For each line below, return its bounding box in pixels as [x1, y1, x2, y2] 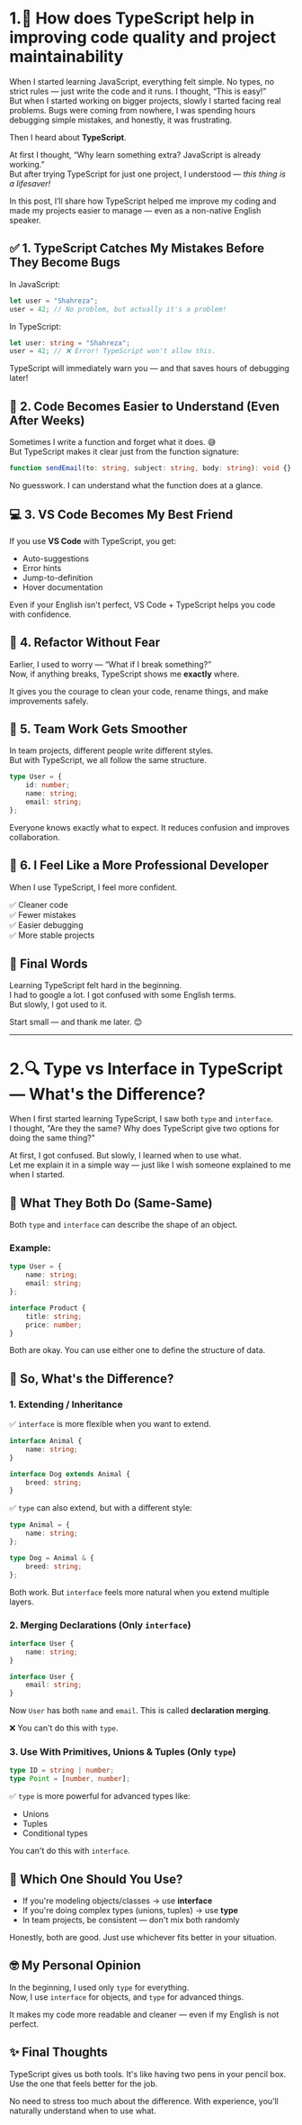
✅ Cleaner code [9, 899, 69, 910]
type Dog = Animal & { [9, 1553, 94, 1562]
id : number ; [25, 781, 70, 790]
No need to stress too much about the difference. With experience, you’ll [9, 2095, 279, 2106]
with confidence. [9, 608, 72, 620]
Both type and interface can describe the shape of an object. [9, 1220, 238, 1231]
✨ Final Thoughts [9, 2045, 108, 2060]
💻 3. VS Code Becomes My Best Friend [9, 507, 234, 522]
